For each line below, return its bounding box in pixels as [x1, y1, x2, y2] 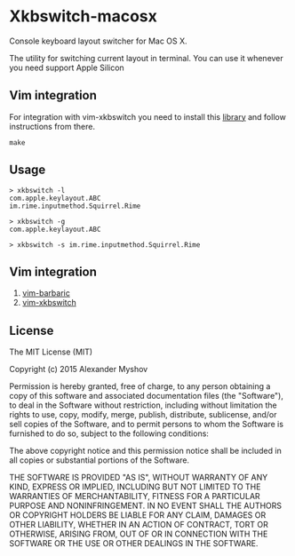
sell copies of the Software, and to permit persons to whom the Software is [9, 419, 284, 430]
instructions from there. [9, 121, 96, 131]
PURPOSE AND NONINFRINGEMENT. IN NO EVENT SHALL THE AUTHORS [9, 500, 283, 512]
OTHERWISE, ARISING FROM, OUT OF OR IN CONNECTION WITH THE [9, 528, 268, 539]
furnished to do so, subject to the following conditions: [9, 428, 209, 439]
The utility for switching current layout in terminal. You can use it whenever [9, 52, 284, 63]
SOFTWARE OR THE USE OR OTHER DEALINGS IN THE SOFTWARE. [9, 538, 259, 549]
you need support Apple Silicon [9, 62, 124, 73]
